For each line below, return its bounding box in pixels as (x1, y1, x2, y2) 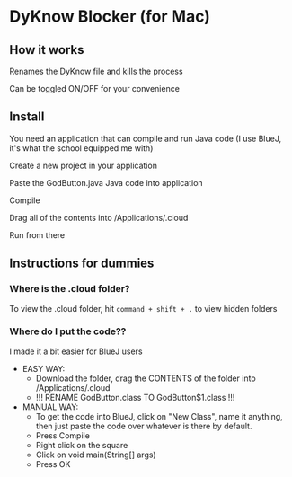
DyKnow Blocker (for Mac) (9, 6, 211, 27)
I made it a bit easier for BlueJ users (9, 346, 143, 357)
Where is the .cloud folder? (9, 283, 130, 296)
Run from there (9, 229, 66, 240)
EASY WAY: (22, 363, 66, 374)
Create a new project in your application (9, 160, 157, 171)
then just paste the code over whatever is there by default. (35, 420, 252, 431)
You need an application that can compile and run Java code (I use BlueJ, (9, 133, 281, 144)
